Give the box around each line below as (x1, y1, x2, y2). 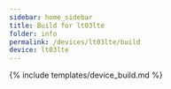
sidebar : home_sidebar (9, 12, 93, 22)
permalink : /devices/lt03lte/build (9, 37, 141, 47)
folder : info (9, 29, 58, 38)
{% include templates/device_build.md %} (9, 70, 163, 80)
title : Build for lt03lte (9, 21, 105, 30)
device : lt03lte (9, 46, 69, 55)
